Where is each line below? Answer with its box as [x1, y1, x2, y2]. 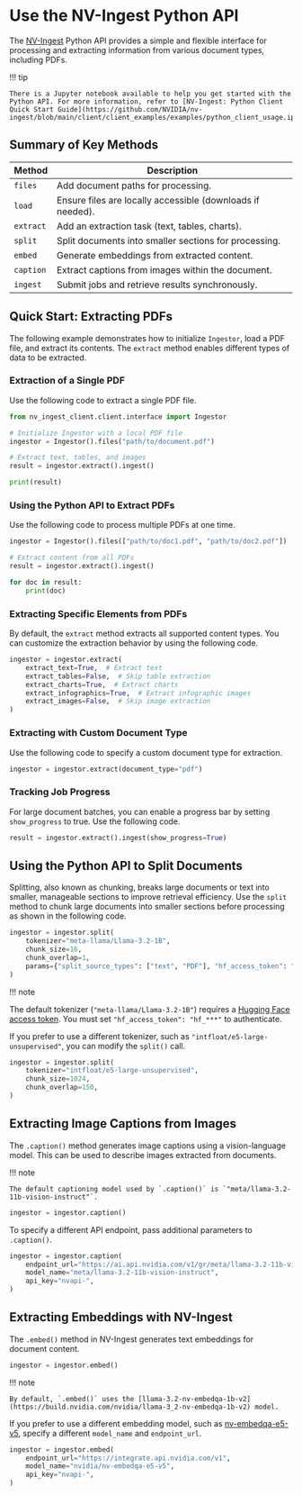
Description [147, 164, 199, 177]
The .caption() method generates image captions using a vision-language [9, 1140, 286, 1151]
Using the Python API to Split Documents [9, 857, 243, 874]
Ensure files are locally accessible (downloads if [57, 194, 261, 206]
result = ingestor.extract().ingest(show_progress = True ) [9, 833, 227, 842]
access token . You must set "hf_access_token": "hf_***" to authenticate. [9, 1013, 282, 1024]
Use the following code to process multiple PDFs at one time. [9, 520, 235, 530]
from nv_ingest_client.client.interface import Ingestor [9, 412, 227, 421]
